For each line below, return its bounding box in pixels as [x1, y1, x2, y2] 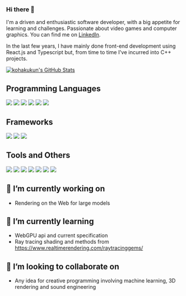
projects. [6, 55, 28, 62]
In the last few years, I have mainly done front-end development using [6, 42, 176, 49]
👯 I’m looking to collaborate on [6, 261, 119, 271]
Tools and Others [6, 150, 71, 161]
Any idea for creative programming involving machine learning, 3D [14, 277, 176, 284]
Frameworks [6, 117, 54, 127]
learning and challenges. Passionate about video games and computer [6, 25, 177, 32]
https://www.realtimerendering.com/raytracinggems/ [14, 244, 143, 252]
